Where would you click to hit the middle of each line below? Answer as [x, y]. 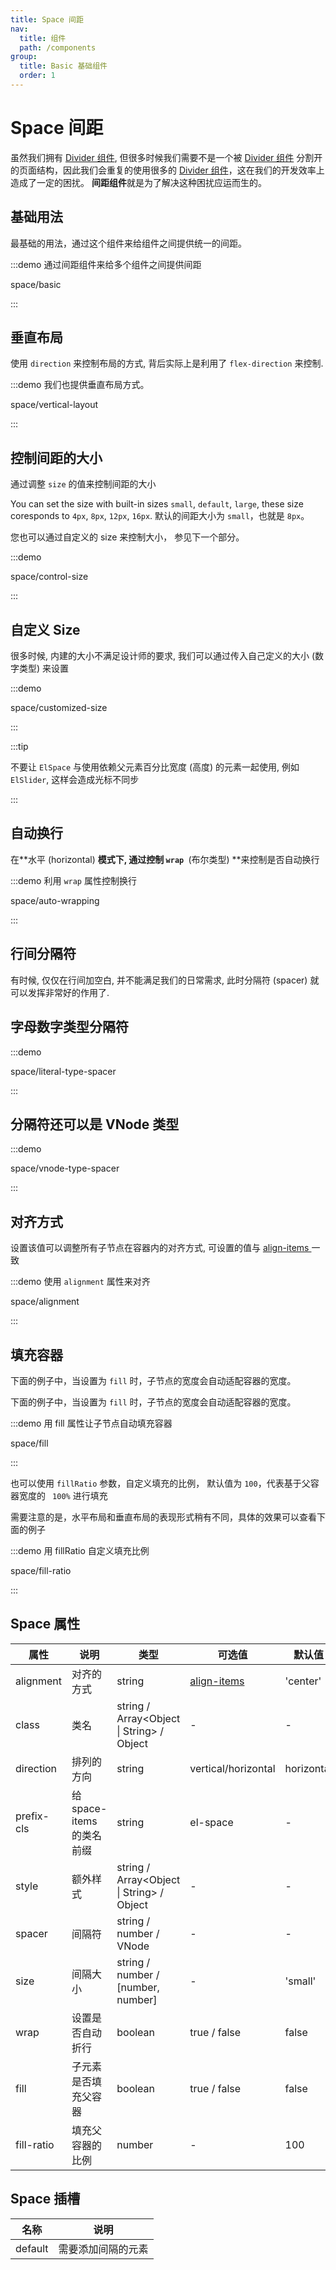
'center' [303, 1681]
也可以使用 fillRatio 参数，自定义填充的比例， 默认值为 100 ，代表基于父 [160, 1483]
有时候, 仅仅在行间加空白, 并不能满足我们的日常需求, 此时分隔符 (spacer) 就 [165, 980]
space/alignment [45, 1302]
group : [24, 57]
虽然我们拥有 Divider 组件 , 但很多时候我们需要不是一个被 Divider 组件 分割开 [166, 157]
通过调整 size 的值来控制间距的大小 [83, 484]
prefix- [32, 1816]
